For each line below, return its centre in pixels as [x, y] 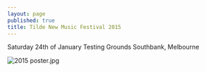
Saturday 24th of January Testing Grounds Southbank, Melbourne [103, 47]
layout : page [26, 14]
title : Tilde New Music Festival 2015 [64, 27]
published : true [31, 20]
